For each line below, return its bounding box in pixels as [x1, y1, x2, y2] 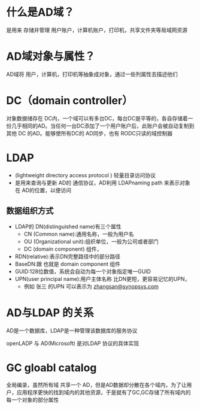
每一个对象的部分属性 [6, 396, 59, 404]
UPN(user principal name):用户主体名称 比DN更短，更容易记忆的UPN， [14, 275, 190, 282]
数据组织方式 [6, 206, 54, 216]
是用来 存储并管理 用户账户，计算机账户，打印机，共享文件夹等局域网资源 [6, 26, 187, 34]
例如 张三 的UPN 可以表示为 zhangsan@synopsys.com [23, 283, 159, 290]
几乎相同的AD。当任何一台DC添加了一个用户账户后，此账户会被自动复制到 [11, 122, 195, 129]
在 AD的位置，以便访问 [14, 186, 72, 193]
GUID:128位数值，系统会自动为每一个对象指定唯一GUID [14, 268, 151, 275]
